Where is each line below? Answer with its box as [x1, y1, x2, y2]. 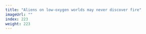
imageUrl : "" [5, 12, 33, 17]
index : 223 [5, 16, 28, 21]
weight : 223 [5, 21, 30, 26]
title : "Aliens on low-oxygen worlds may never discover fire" [5, 7, 142, 12]
